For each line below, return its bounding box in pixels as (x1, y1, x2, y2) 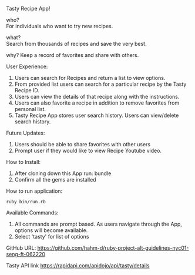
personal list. (14, 106, 46, 112)
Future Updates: (6, 129, 45, 136)
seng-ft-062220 (6, 251, 46, 257)
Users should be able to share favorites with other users (14, 141, 151, 147)
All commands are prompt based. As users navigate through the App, (14, 220, 182, 227)
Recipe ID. (14, 87, 40, 93)
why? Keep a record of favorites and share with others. (6, 52, 139, 58)
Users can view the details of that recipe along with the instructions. (14, 93, 180, 100)
